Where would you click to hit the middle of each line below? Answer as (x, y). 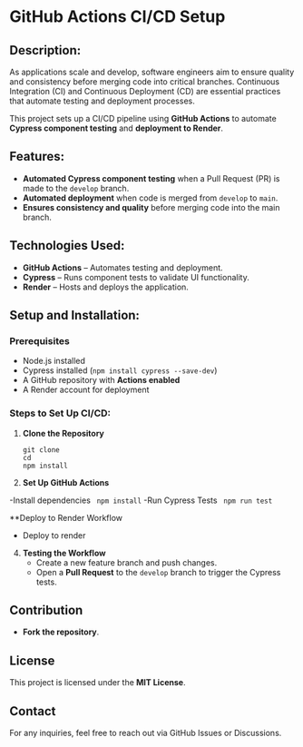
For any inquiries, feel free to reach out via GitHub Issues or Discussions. (146, 733)
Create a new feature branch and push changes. (127, 562)
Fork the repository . (61, 632)
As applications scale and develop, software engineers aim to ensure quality (152, 72)
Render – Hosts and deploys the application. (105, 287)
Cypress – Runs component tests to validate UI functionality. (136, 277)
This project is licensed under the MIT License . (98, 683)
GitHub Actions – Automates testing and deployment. (123, 267)
